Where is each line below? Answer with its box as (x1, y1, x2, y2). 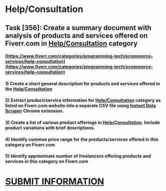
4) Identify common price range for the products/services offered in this (5, 136, 158, 142)
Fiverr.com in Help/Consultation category (5, 39, 138, 48)
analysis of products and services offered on (5, 31, 148, 40)
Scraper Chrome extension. (5, 108, 64, 114)
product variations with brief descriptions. (5, 124, 95, 131)
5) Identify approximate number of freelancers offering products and (5, 153, 151, 159)
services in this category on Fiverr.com (5, 158, 88, 164)
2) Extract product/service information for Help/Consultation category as (5, 97, 161, 103)
